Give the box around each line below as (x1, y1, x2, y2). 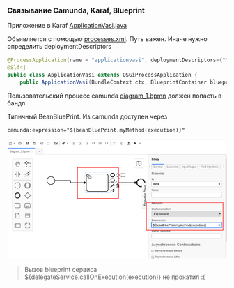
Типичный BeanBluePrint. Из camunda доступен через (7, 112, 168, 121)
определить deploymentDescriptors (7, 43, 112, 51)
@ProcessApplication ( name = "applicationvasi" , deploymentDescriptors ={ (7, 56, 223, 64)
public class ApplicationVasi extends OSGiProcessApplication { (7, 72, 198, 79)
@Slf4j (7, 64, 26, 71)
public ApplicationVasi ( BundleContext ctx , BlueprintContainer (19, 79, 208, 86)
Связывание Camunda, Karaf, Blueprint (7, 6, 145, 15)
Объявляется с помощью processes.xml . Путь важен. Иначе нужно (7, 35, 208, 43)
